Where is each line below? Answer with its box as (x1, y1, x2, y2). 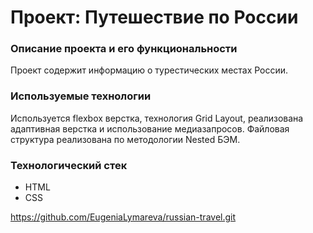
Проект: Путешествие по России (10, 6, 299, 29)
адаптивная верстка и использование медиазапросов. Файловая (10, 122, 290, 135)
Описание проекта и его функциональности (10, 42, 238, 56)
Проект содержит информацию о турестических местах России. (10, 64, 289, 76)
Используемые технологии (10, 89, 152, 103)
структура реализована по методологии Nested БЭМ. (10, 133, 241, 145)
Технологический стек (10, 158, 128, 172)
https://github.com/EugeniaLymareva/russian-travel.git (10, 211, 237, 223)
